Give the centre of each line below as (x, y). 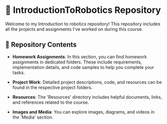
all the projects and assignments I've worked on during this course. (74, 29)
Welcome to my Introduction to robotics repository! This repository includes (83, 24)
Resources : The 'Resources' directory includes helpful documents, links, (87, 97)
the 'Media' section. (33, 117)
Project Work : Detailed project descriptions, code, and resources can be (87, 82)
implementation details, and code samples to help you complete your (83, 67)
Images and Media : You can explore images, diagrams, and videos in (83, 112)
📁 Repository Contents (41, 45)
